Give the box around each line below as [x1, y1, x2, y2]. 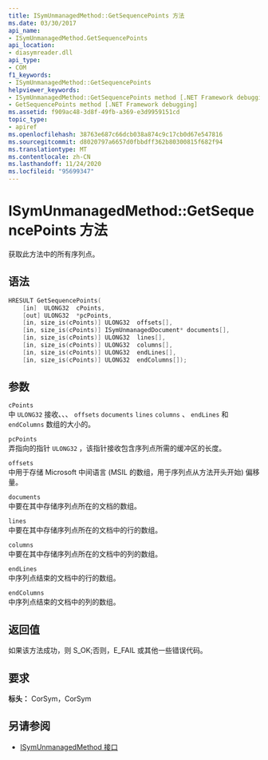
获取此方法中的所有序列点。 [8, 249, 100, 259]
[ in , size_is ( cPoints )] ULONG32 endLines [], [22, 348, 177, 356]
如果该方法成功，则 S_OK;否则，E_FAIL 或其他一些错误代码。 [8, 646, 207, 655]
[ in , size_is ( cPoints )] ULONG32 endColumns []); [22, 356, 187, 364]
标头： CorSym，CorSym [8, 694, 92, 703]
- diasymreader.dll [8, 49, 73, 57]
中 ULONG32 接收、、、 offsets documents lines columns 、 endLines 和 [8, 410, 229, 419]
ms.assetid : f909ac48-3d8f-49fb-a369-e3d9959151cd [8, 109, 180, 117]
